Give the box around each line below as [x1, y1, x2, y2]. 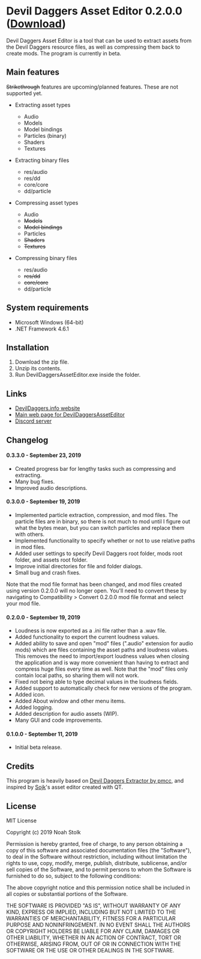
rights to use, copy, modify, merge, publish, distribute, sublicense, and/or [6, 860, 187, 867]
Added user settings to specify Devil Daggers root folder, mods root [14, 550, 183, 557]
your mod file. [6, 600, 41, 607]
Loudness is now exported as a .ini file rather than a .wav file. [14, 627, 167, 635]
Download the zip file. [14, 358, 69, 365]
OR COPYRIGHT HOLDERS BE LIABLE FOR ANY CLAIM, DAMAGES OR [6, 928, 180, 935]
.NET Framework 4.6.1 [14, 325, 69, 332]
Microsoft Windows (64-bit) [14, 318, 84, 326]
